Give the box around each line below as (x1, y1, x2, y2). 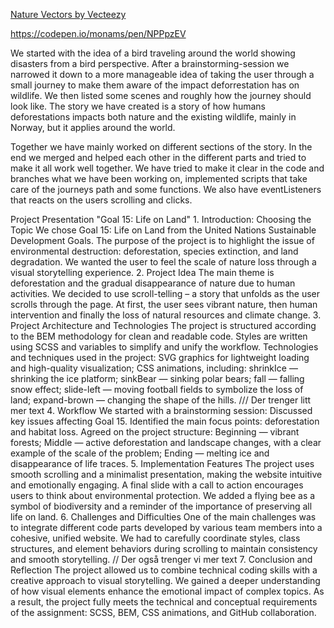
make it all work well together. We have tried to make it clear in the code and (10, 162, 325, 174)
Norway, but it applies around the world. (10, 122, 176, 133)
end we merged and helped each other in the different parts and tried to (10, 152, 307, 163)
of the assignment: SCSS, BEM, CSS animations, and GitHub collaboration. (10, 607, 317, 618)
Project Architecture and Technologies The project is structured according (10, 320, 317, 331)
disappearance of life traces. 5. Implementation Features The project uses (10, 458, 315, 469)
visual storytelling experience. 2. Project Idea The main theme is (10, 267, 275, 278)
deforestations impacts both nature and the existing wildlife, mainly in (10, 111, 297, 123)
